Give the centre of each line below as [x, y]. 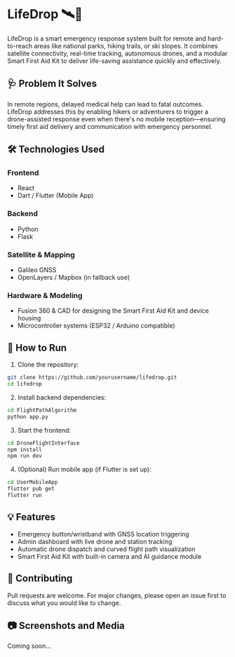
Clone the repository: [48, 365]
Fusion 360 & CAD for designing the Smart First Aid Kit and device [113, 311]
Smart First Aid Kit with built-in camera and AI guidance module [109, 556]
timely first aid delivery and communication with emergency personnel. [110, 126]
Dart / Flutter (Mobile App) [55, 196]
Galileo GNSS [37, 270]
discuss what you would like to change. [64, 603]
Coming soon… [29, 646]
